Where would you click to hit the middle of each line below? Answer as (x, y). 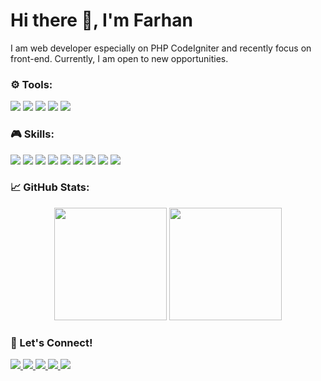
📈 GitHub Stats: (50, 187)
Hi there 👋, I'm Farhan (101, 20)
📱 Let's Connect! (51, 342)
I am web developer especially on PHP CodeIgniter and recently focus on (161, 48)
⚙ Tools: (31, 84)
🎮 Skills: (32, 134)
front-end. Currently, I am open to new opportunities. (119, 58)
